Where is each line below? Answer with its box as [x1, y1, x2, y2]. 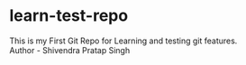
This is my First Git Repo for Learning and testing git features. [9, 35, 238, 46]
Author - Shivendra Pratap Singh [9, 44, 131, 55]
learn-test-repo [9, 5, 129, 26]
